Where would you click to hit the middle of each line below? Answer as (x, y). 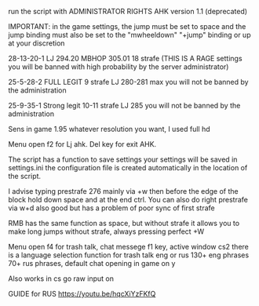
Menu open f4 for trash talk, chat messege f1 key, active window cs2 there (129, 247)
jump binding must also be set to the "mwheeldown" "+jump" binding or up (129, 35)
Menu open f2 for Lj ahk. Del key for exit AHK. (82, 144)
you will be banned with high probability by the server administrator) (119, 67)
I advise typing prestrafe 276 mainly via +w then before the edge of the (123, 191)
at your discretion (36, 43)
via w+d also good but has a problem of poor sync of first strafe (111, 208)
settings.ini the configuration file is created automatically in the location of (128, 168)
